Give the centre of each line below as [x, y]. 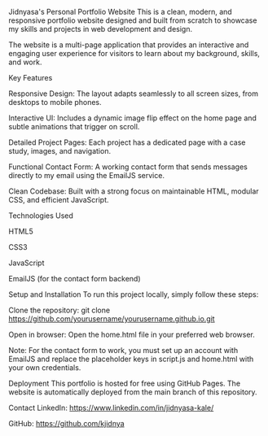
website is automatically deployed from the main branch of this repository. [133, 392]
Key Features [31, 78]
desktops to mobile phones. [55, 102]
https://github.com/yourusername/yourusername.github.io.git [112, 319]
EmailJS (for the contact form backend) [75, 279]
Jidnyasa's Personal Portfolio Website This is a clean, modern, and [120, 12]
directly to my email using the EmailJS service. [87, 175]
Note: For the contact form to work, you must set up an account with [123, 350]
